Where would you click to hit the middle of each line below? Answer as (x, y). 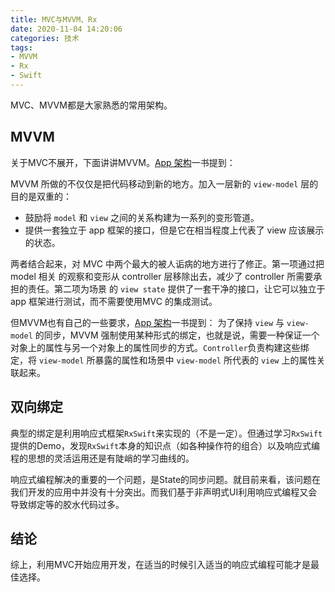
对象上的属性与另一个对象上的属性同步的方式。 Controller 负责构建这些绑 (160, 347)
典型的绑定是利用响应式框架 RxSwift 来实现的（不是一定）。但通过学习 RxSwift (166, 433)
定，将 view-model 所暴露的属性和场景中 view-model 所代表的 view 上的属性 (163, 360)
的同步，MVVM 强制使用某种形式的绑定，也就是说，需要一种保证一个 (177, 335)
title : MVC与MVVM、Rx (54, 19)
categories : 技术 (45, 38)
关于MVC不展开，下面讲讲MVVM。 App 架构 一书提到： (123, 162)
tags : (21, 47)
